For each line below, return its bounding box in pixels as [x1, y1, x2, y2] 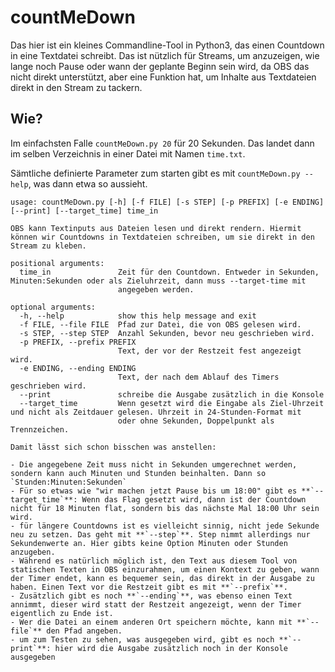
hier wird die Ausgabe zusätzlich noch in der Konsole [54, 643, 288, 653]
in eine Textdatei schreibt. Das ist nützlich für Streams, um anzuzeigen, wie [10, 49, 320, 61]
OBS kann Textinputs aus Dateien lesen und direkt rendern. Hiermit [10, 223, 302, 233]
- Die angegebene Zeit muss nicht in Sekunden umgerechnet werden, [10, 459, 298, 470]
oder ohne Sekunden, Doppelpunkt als [117, 416, 275, 426]
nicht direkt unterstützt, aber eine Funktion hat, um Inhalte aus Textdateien [10, 71, 317, 83]
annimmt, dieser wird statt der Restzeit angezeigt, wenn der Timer [10, 599, 302, 610]
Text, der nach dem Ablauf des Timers [117, 372, 280, 382]
